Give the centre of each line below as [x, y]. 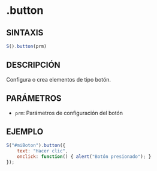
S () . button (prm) [26, 46]
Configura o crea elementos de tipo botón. [59, 79]
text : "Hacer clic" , [43, 151]
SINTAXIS [25, 33]
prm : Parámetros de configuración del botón [69, 113]
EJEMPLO [25, 132]
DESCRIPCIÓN [34, 65]
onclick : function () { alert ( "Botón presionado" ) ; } [84, 157]
